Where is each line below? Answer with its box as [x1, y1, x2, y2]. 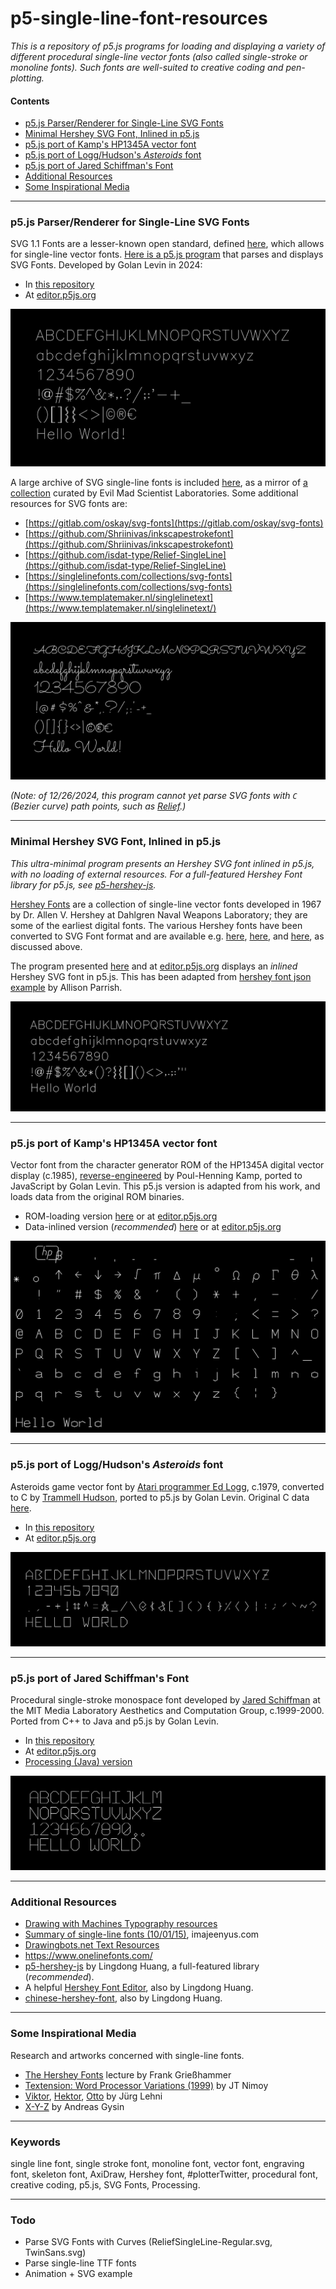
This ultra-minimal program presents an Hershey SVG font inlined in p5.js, [10, 857, 315, 869]
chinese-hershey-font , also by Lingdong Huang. [24, 1992, 223, 2004]
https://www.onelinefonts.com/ [24, 1950, 153, 1962]
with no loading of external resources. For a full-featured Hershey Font [10, 868, 303, 880]
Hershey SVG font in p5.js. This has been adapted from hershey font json [10, 970, 312, 982]
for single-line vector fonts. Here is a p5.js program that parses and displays [10, 248, 324, 261]
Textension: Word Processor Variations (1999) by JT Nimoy [24, 2079, 269, 2091]
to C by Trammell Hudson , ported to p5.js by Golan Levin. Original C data [10, 1491, 310, 1503]
